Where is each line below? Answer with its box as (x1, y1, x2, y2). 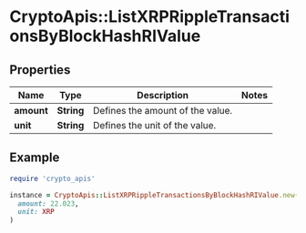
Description (136, 89, 189, 101)
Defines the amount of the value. (92, 105, 233, 116)
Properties (9, 62, 71, 77)
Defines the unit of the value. (92, 119, 217, 131)
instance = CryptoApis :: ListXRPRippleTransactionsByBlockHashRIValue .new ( (9, 190, 300, 199)
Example (9, 150, 60, 166)
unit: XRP (17, 208, 55, 217)
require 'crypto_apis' (9, 174, 96, 183)
